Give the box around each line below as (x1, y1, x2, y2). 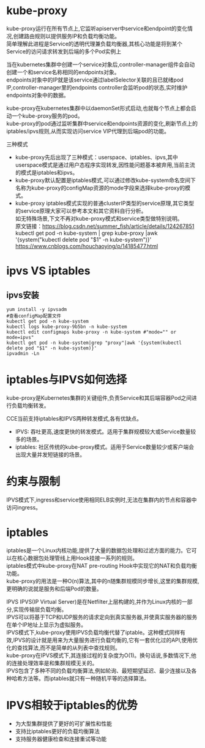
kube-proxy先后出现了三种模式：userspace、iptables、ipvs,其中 (15, 153, 179, 161)
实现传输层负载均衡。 (13, 605, 67, 613)
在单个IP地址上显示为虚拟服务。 (6, 620, 87, 628)
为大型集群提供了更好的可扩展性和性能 (15, 720, 112, 727)
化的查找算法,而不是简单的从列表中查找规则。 (6, 644, 121, 651)
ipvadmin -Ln (6, 350, 40, 356)
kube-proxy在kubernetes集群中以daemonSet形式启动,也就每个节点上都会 (6, 104, 192, 112)
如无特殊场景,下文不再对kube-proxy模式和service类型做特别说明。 (15, 215, 183, 222)
